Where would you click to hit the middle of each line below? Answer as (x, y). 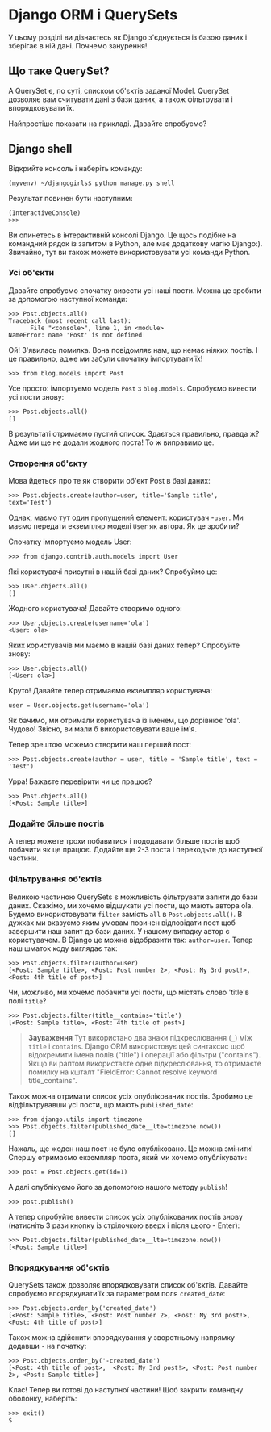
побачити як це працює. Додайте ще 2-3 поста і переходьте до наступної (135, 850)
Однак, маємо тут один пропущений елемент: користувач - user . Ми (126, 517)
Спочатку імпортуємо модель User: (70, 542)
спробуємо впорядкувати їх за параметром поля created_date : (117, 1294)
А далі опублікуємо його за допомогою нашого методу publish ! (118, 1187)
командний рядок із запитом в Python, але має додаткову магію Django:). (135, 243)
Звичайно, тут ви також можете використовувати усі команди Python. (129, 252)
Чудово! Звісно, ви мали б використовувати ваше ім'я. (103, 729)
